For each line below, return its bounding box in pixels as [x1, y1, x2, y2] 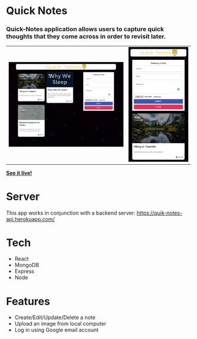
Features [6, 294, 50, 308]
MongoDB [14, 262, 39, 269]
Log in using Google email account [14, 327, 98, 334]
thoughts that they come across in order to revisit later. [6, 32, 166, 40]
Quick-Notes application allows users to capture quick [6, 25, 164, 33]
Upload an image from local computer [14, 320, 107, 327]
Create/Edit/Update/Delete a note [14, 314, 96, 321]
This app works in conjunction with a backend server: [6, 209, 136, 216]
